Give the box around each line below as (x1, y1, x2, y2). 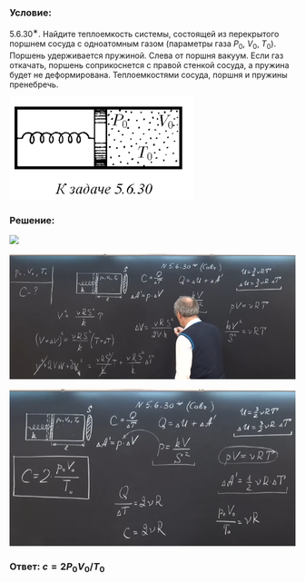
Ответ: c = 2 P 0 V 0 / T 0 (9, 560, 105, 575)
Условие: (9, 6, 52, 19)
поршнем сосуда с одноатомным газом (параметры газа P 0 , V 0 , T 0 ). (9, 38, 277, 51)
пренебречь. (9, 79, 59, 90)
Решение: (9, 213, 55, 226)
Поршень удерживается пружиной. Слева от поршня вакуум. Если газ (9, 50, 284, 61)
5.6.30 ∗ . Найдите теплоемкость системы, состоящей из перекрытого (9, 27, 280, 39)
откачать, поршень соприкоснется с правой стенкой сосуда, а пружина (9, 59, 290, 70)
